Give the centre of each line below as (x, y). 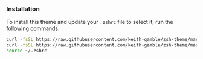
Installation (23, 9)
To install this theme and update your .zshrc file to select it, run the (90, 22)
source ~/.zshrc (27, 51)
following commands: (33, 28)
